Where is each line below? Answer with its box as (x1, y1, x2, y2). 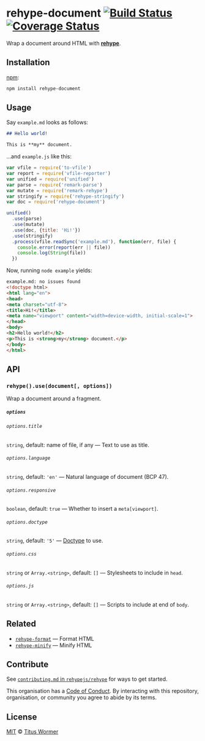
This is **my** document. (6, 142, 72, 148)
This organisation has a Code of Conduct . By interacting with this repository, (6, 688, 199, 695)
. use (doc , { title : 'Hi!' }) (12, 227, 81, 233)
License (6, 712, 37, 722)
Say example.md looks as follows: (6, 118, 89, 126)
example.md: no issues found (6, 279, 81, 285)
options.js (6, 583, 34, 589)
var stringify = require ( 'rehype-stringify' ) (6, 193, 124, 200)
